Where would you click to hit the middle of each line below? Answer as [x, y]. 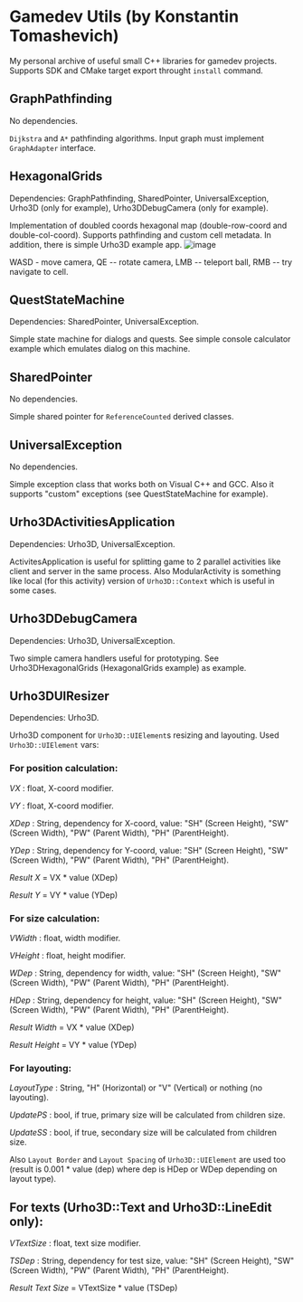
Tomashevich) [64, 36]
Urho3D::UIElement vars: [54, 745]
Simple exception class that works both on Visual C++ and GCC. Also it [142, 484]
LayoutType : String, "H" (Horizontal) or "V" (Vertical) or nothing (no [136, 1088]
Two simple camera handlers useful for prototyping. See [114, 658]
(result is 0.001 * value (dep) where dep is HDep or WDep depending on [143, 1169]
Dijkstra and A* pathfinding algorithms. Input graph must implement [137, 138]
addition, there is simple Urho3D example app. [96, 244]
